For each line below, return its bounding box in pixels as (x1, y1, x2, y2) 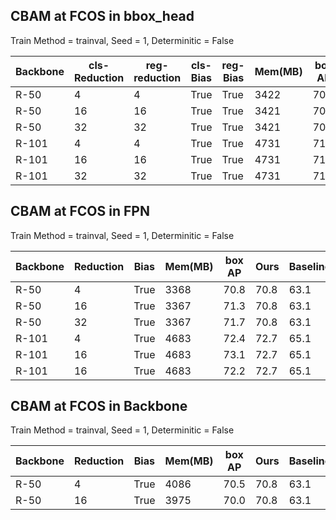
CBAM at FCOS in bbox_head (10, 8, 195, 25)
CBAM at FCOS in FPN (10, 203, 150, 220)
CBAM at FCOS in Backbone (10, 398, 188, 415)
